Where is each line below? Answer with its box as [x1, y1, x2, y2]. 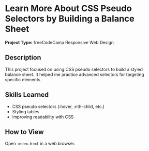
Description [5, 54, 41, 62]
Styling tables [12, 108, 40, 114]
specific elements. [5, 76, 42, 82]
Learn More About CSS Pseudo [5, 3, 132, 14]
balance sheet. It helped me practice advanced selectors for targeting [5, 71, 144, 77]
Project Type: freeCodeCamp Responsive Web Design [5, 39, 114, 45]
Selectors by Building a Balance [5, 13, 134, 24]
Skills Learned [5, 91, 49, 99]
